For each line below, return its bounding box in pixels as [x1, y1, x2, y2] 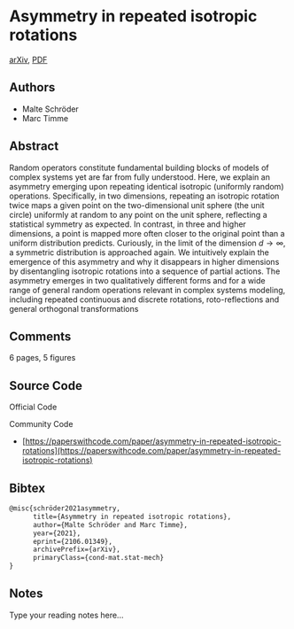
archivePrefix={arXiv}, [32, 545, 121, 555]
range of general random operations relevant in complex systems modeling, [9, 284, 286, 295]
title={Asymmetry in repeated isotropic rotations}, [32, 512, 232, 521]
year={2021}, [32, 529, 81, 538]
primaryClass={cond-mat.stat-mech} [32, 554, 165, 563]
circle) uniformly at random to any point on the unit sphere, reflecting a [9, 209, 267, 220]
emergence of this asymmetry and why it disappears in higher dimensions [9, 256, 280, 267]
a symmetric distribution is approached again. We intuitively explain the [9, 246, 270, 258]
